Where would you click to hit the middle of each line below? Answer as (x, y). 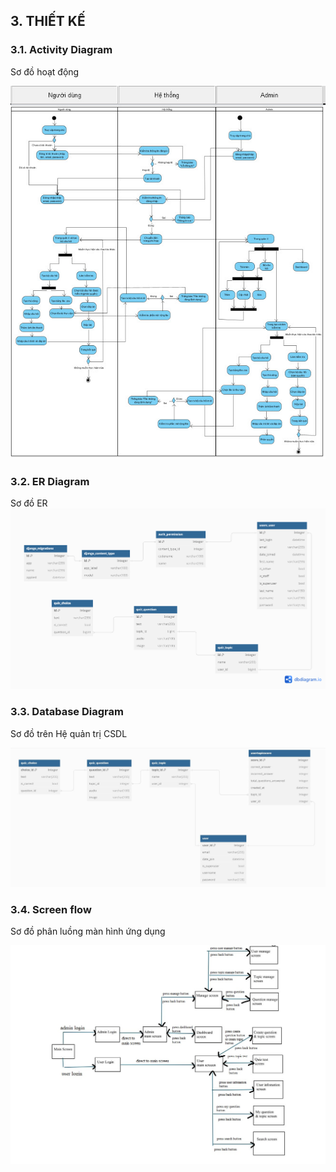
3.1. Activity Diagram (61, 50)
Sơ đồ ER (29, 503)
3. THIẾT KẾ (48, 21)
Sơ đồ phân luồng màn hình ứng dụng (88, 931)
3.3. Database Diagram (67, 712)
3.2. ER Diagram (50, 481)
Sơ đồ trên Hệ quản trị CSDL (69, 733)
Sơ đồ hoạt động (45, 71)
